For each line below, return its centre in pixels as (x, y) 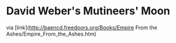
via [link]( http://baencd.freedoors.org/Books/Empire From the (82, 27)
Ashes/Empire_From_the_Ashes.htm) (51, 33)
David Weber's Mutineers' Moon (88, 11)
